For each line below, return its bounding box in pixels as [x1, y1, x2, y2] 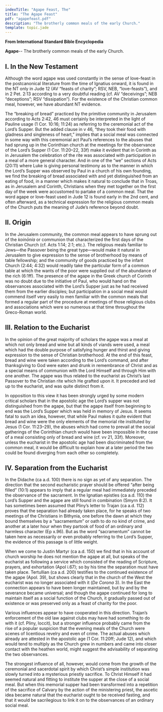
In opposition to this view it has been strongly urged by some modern [5, 392, 145, 398]
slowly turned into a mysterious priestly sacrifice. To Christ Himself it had [5, 671, 152, 677]
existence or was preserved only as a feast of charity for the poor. [5, 601, 138, 606]
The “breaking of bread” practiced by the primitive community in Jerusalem [5, 110, 157, 116]
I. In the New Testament [5, 62, 78, 71]
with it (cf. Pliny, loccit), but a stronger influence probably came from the [5, 620, 151, 626]
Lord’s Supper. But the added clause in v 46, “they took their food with [5, 126, 146, 132]
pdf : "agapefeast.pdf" [5, 16, 51, 21]
